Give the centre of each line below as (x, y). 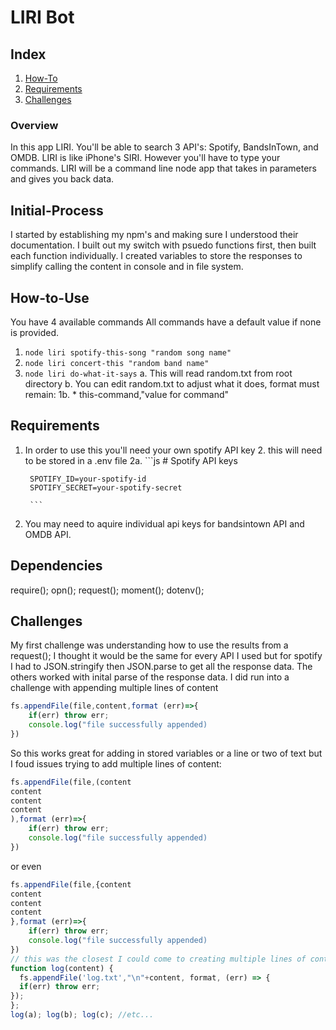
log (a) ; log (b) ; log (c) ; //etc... (82, 1015)
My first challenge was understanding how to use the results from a (149, 645)
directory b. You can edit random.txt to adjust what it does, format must (172, 383)
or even (26, 866)
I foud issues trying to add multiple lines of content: (116, 763)
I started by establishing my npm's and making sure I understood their (154, 235)
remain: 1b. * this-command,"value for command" (127, 394)
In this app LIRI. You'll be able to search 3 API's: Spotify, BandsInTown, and (164, 147)
